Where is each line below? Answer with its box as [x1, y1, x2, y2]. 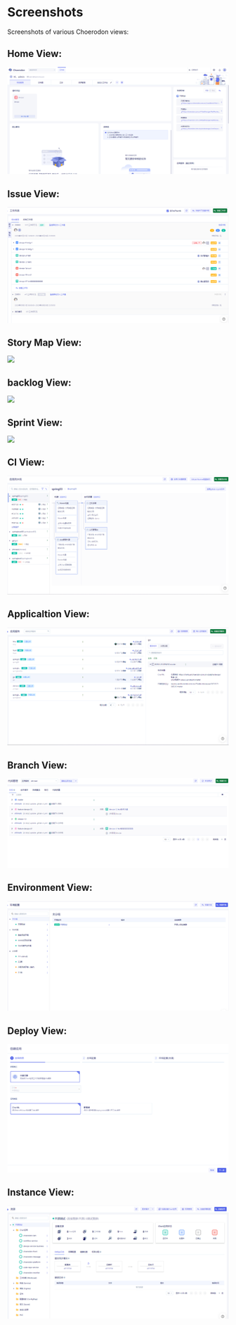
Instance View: [7, 1186, 75, 1198]
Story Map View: [7, 336, 82, 348]
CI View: [7, 457, 45, 469]
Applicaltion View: [7, 608, 90, 620]
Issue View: [7, 188, 60, 200]
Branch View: [7, 759, 68, 771]
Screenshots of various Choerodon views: [7, 27, 129, 36]
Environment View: [7, 882, 93, 894]
